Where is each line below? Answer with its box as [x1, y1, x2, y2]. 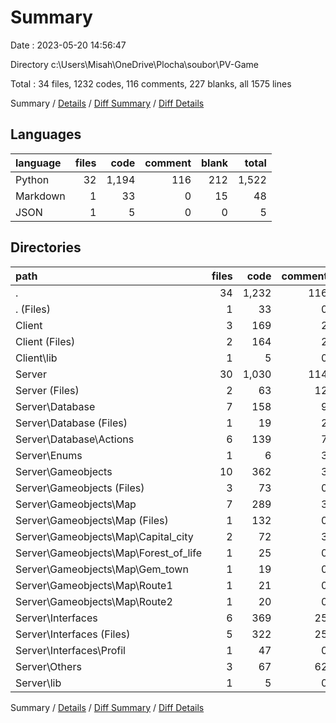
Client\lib [15, 351, 58, 365]
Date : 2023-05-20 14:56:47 [10, 39, 127, 51]
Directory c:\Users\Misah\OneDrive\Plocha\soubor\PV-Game [10, 58, 259, 70]
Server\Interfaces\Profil [15, 643, 126, 657]
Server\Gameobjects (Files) [15, 481, 145, 495]
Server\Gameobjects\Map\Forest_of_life [15, 546, 202, 560]
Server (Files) [15, 383, 80, 397]
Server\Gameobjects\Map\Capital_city [15, 529, 194, 543]
